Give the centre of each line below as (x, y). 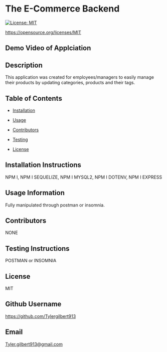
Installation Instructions (43, 165)
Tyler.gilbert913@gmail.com (34, 344)
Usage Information (35, 193)
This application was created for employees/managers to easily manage (80, 77)
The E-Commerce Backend (62, 9)
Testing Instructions (37, 248)
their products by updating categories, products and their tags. (70, 83)
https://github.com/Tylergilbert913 (41, 316)
